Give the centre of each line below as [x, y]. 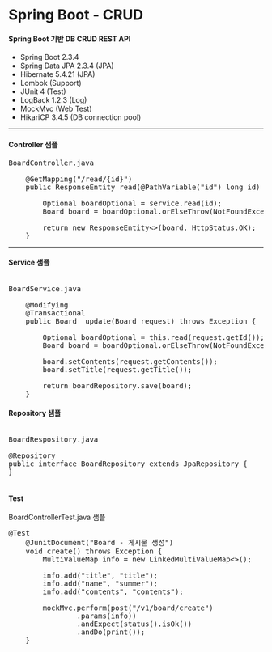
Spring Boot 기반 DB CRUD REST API [70, 39]
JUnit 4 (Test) [43, 91]
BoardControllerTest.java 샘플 [57, 517]
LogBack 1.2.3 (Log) [53, 100]
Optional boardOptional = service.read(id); [132, 203]
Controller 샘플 [33, 144]
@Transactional [55, 313]
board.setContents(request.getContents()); [130, 361]
